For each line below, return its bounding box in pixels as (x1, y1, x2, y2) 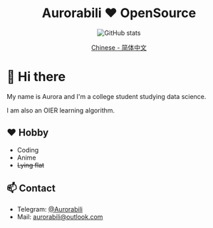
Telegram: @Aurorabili (16, 204, 83, 213)
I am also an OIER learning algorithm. (6, 105, 115, 115)
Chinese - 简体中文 (90, 43, 147, 51)
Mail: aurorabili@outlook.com (16, 212, 103, 221)
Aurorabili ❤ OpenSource (41, 5, 197, 21)
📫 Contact (6, 182, 56, 195)
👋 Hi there (6, 69, 66, 85)
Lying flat (16, 160, 44, 169)
